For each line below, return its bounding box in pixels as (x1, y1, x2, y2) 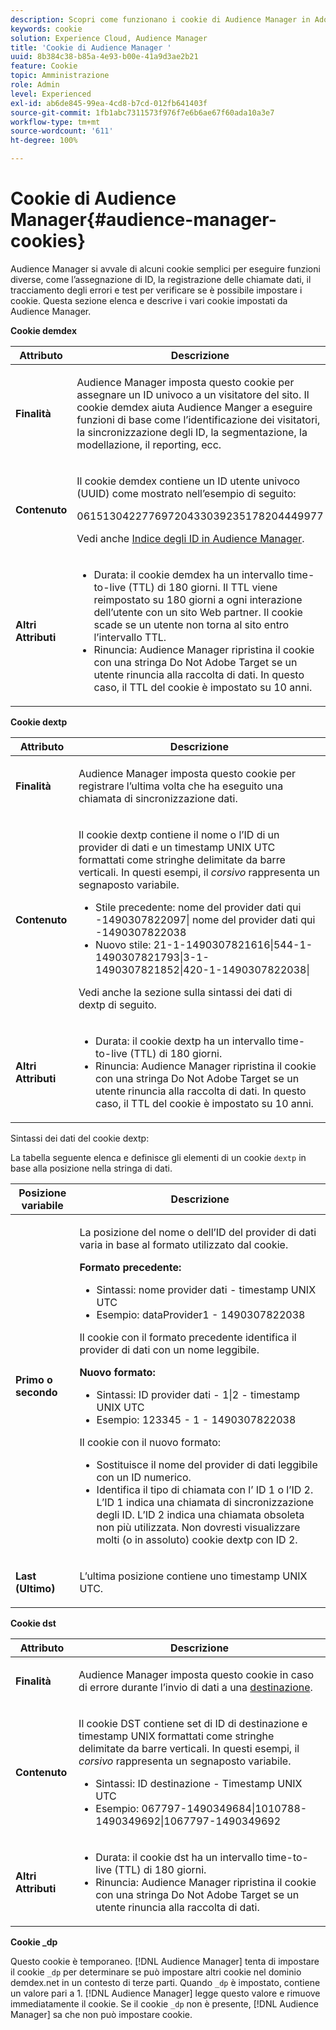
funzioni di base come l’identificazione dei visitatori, (76, 412, 321, 426)
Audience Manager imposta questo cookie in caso (78, 1667, 315, 1681)
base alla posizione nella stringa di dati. (10, 1162, 173, 1174)
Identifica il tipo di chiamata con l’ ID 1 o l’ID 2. (96, 1482, 314, 1496)
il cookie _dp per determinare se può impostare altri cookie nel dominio (10, 1966, 302, 1978)
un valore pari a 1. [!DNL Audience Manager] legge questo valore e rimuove (10, 1987, 321, 1999)
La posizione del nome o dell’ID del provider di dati (79, 1225, 317, 1239)
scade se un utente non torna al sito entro (93, 617, 290, 631)
